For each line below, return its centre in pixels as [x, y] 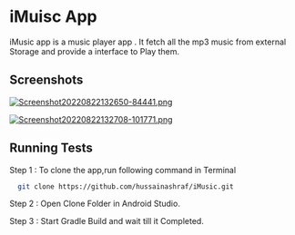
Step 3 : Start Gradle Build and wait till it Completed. [107, 221]
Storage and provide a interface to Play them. [95, 51]
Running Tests [51, 148]
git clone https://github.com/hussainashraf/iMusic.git [126, 186]
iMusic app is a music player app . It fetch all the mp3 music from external [148, 42]
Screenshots [46, 80]
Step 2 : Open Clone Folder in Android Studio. [95, 204]
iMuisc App [53, 17]
